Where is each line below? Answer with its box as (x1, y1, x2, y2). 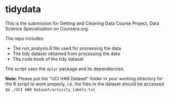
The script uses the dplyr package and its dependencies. (5, 66, 125, 72)
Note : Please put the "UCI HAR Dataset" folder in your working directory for (5, 75, 163, 81)
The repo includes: (5, 35, 45, 41)
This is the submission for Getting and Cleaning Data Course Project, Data (5, 20, 159, 26)
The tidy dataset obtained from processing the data (12, 51, 120, 57)
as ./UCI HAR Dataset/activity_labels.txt (5, 86, 96, 92)
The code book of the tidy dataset (12, 56, 84, 62)
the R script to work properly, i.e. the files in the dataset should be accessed (5, 81, 164, 87)
